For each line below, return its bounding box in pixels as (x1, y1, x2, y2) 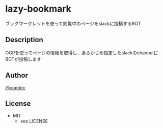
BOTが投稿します (5, 56, 42, 62)
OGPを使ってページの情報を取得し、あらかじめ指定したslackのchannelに (5, 49, 158, 56)
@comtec (5, 84, 25, 90)
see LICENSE (20, 118, 48, 124)
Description (5, 36, 43, 44)
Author (5, 71, 28, 80)
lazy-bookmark (5, 3, 71, 15)
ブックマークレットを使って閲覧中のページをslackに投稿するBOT (5, 20, 141, 26)
